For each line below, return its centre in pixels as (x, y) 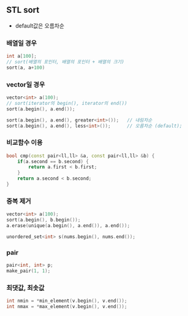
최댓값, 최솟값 (25, 288)
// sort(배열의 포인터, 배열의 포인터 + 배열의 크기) (65, 62)
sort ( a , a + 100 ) (26, 67)
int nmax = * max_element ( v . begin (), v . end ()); (67, 306)
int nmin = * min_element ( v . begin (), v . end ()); (67, 301)
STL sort (23, 10)
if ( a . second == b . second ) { (53, 161)
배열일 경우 (22, 43)
